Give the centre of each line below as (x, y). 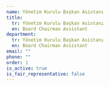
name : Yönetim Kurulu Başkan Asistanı (55, 12)
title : (15, 18)
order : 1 (17, 62)
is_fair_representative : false (46, 74)
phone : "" (19, 57)
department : (21, 35)
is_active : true (27, 68)
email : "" (19, 51)
